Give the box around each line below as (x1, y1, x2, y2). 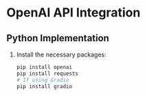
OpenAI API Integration (6, 5, 141, 21)
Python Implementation (6, 32, 109, 44)
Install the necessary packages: (16, 50, 107, 58)
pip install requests (16, 70, 78, 77)
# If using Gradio (16, 76, 69, 83)
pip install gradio (16, 83, 73, 90)
